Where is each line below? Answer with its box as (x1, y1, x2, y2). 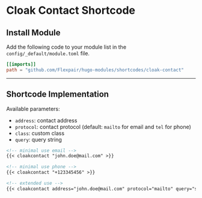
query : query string (14, 136, 62, 143)
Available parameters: (6, 105, 60, 112)
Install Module (6, 28, 61, 38)
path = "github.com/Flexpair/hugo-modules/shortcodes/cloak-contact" (6, 67, 185, 73)
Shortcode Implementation (6, 89, 109, 100)
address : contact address (14, 116, 78, 124)
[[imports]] (6, 61, 36, 67)
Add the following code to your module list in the (6, 43, 127, 50)
